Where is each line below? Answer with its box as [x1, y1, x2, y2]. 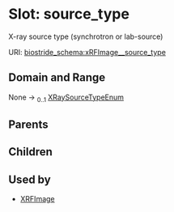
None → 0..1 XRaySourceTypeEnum [8, 92, 124, 104]
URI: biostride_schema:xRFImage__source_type [8, 47, 166, 57]
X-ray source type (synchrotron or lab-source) [8, 32, 163, 41]
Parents [8, 117, 49, 131]
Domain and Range [8, 70, 106, 85]
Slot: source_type [8, 5, 129, 23]
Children [8, 145, 53, 159]
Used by [8, 172, 51, 186]
